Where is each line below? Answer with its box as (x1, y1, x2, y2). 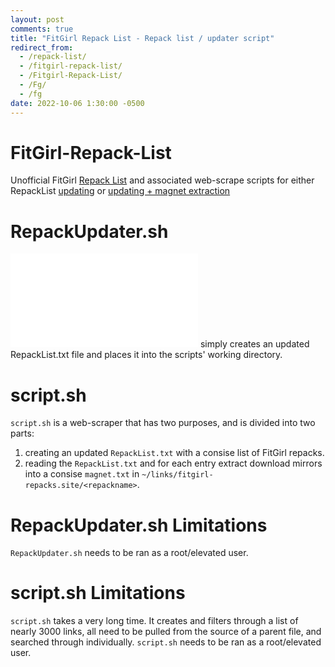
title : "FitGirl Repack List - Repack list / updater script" (10, 33, 275, 43)
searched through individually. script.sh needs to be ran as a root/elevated (10, 636, 322, 648)
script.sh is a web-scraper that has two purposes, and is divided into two (10, 417, 316, 429)
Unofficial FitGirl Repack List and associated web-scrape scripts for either (10, 174, 315, 186)
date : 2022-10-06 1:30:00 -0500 (10, 98, 145, 108)
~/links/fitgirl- (141, 470, 214, 480)
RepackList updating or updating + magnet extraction (10, 185, 231, 197)
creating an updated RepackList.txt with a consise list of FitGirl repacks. (24, 447, 325, 459)
